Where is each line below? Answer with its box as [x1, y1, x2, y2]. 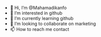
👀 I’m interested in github [10, 10, 62, 16]
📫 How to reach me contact [10, 26, 70, 32]
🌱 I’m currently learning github [10, 15, 74, 21]
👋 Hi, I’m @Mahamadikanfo [10, 5, 67, 10]
